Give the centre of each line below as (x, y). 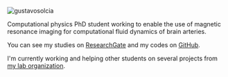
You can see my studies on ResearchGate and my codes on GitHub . (104, 45)
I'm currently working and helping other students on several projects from (113, 58)
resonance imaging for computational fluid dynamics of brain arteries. (107, 32)
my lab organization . (36, 66)
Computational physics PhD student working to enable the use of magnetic (114, 24)
